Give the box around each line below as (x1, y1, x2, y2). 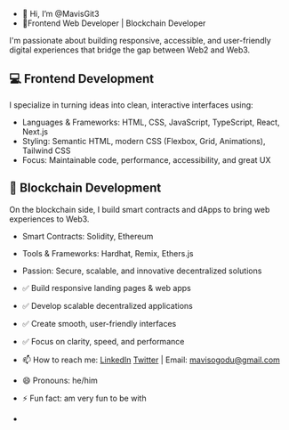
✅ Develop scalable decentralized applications (21, 300, 193, 311)
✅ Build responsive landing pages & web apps (21, 282, 191, 293)
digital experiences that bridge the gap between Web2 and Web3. (9, 45, 251, 55)
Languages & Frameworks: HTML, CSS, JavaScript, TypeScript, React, (21, 117, 280, 127)
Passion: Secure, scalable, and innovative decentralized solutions (21, 265, 262, 276)
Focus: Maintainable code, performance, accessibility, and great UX (21, 154, 271, 165)
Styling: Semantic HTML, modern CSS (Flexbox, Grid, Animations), (21, 135, 266, 146)
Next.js (21, 126, 49, 137)
